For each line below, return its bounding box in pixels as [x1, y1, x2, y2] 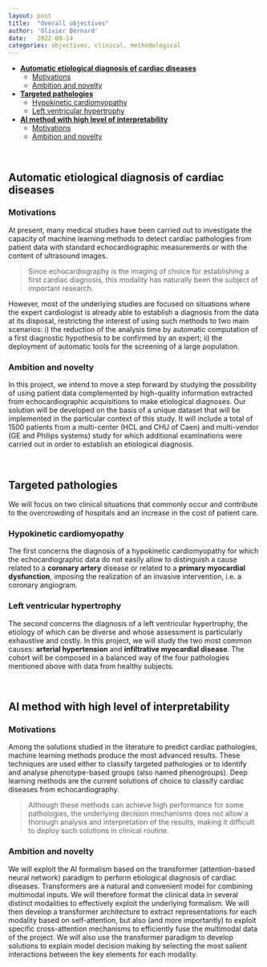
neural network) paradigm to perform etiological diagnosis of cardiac [8, 872, 237, 882]
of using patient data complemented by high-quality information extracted [8, 388, 253, 398]
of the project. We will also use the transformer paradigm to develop [8, 932, 234, 942]
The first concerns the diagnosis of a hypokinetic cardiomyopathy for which [8, 546, 259, 556]
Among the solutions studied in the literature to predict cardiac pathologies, [8, 742, 258, 752]
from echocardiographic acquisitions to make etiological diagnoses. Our [8, 397, 247, 407]
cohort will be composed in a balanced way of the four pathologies [8, 653, 230, 662]
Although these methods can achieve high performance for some [27, 800, 245, 810]
